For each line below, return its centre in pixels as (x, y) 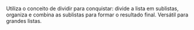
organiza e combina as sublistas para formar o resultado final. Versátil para (97, 15)
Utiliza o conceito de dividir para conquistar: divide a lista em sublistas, (92, 9)
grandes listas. (24, 21)
